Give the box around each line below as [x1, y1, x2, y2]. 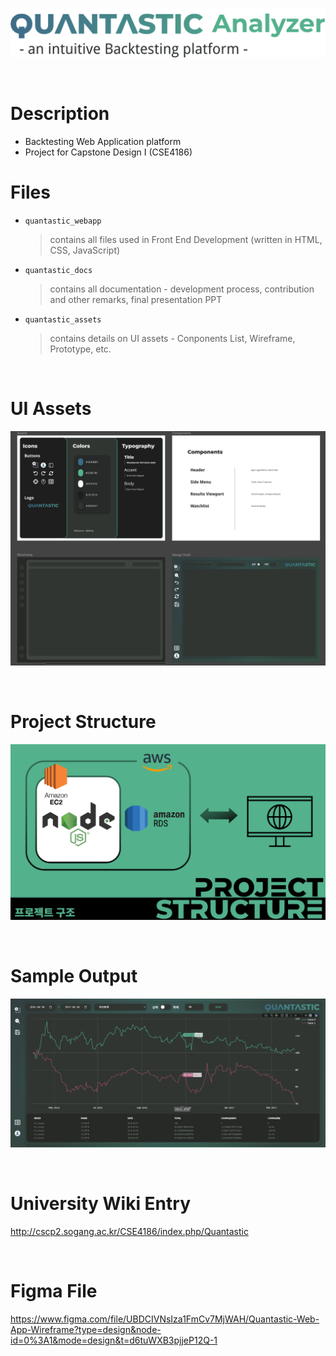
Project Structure [10, 710, 157, 733]
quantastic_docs [24, 265, 93, 275]
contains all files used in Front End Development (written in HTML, [49, 233, 323, 245]
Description [10, 102, 110, 125]
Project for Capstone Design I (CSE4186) [24, 146, 193, 158]
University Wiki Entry [10, 1193, 191, 1215]
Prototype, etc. [49, 343, 112, 355]
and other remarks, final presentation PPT [49, 293, 223, 305]
